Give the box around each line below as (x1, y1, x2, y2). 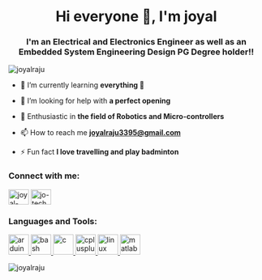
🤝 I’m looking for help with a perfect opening (19, 96, 171, 106)
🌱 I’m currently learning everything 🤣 (19, 80, 144, 90)
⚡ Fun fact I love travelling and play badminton (19, 147, 179, 157)
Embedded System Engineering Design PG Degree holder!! (19, 46, 254, 57)
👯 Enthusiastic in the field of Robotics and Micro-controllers (19, 112, 225, 121)
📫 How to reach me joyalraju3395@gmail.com (19, 128, 181, 138)
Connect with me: (8, 170, 80, 181)
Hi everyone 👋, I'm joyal (55, 7, 217, 26)
